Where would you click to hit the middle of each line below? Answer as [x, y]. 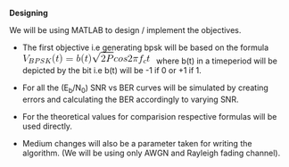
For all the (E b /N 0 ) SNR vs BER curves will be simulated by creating [145, 88]
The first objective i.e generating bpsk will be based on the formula [145, 47]
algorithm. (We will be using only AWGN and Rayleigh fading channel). [151, 153]
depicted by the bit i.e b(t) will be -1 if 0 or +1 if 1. [112, 70]
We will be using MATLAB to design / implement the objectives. [125, 30]
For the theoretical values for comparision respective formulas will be [149, 116]
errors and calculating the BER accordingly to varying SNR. [130, 99]
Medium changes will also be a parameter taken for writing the [137, 143]
